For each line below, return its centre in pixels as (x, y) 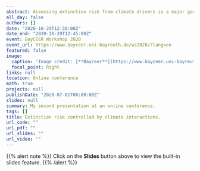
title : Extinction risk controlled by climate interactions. (84, 117)
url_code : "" (22, 123)
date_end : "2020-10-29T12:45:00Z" (49, 34)
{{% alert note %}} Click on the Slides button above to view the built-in (93, 156)
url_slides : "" (25, 134)
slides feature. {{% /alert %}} (42, 162)
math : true (20, 84)
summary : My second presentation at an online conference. (81, 106)
